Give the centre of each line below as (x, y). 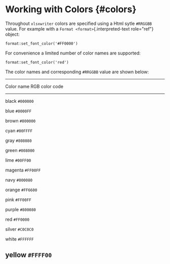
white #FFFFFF (19, 239)
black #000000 (19, 101)
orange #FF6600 (21, 190)
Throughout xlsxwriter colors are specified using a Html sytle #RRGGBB (79, 23)
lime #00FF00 (18, 160)
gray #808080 (18, 140)
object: (13, 34)
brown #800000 (20, 121)
